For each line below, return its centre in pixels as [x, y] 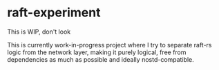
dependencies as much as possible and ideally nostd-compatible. [101, 59]
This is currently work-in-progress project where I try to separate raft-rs [109, 45]
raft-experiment [54, 13]
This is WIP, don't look [39, 32]
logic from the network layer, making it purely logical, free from [97, 52]
